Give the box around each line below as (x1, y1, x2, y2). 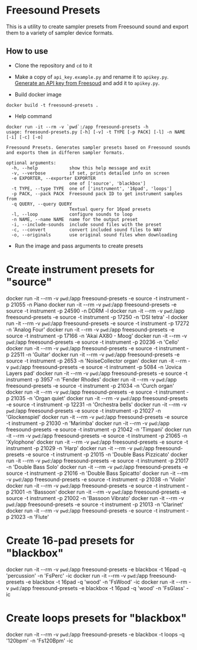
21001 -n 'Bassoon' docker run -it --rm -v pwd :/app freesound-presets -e (11, 488, 186, 495)
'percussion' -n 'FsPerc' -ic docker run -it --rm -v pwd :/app (6, 572, 148, 579)
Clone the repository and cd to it (14, 62, 92, 69)
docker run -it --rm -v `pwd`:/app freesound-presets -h (6, 124, 149, 130)
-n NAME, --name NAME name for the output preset (11, 216, 138, 222)
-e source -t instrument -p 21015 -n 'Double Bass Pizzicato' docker (25, 451, 188, 458)
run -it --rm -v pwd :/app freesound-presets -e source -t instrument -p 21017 (6, 457, 189, 464)
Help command (14, 112, 52, 119)
